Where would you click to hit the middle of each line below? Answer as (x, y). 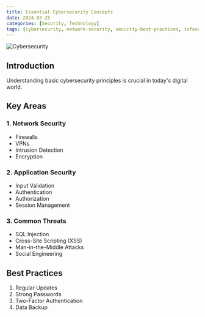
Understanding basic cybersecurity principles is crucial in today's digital (97, 81)
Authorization (32, 199)
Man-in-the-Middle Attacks (49, 247)
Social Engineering (39, 254)
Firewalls (26, 137)
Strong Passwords (38, 294)
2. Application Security (41, 172)
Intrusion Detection (39, 150)
